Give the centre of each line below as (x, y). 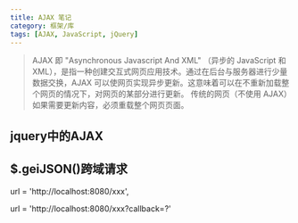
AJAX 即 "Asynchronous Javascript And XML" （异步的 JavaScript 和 (159, 61)
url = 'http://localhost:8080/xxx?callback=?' (91, 208)
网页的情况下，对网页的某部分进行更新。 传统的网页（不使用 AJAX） (164, 94)
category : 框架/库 (42, 26)
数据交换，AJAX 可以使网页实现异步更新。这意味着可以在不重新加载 (157, 83)
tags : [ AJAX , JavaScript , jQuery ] (74, 34)
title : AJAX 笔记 (41, 17)
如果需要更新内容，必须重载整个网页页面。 (110, 105)
